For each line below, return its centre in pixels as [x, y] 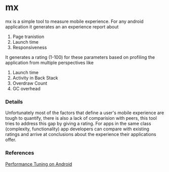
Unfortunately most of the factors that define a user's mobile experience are [85, 113]
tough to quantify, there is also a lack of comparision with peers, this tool [81, 118]
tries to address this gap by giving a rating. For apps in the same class [78, 124]
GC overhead [26, 88]
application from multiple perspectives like [49, 62]
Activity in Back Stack [35, 78]
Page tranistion [28, 37]
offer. [11, 140]
